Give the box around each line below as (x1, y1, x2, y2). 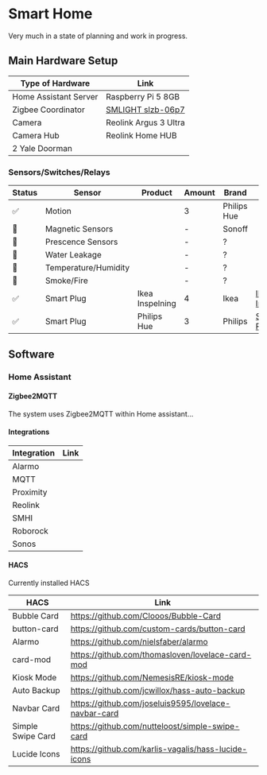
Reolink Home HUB (106, 130, 177, 141)
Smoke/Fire (44, 275, 89, 286)
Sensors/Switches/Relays (8, 166, 110, 177)
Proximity (12, 486, 48, 498)
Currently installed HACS (8, 578, 90, 587)
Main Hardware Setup (8, 54, 118, 68)
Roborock (12, 525, 49, 537)
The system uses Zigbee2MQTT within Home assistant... (8, 409, 194, 418)
